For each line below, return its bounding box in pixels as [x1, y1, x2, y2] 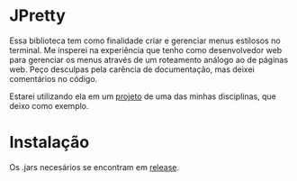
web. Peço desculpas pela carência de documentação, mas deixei [9, 64, 255, 75]
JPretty [9, 5, 66, 26]
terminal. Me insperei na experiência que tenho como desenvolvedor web [9, 44, 283, 55]
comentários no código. [9, 73, 98, 84]
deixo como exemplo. [9, 100, 89, 111]
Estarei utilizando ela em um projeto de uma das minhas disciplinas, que [9, 91, 276, 102]
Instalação [9, 132, 90, 153]
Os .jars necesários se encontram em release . [9, 161, 180, 172]
